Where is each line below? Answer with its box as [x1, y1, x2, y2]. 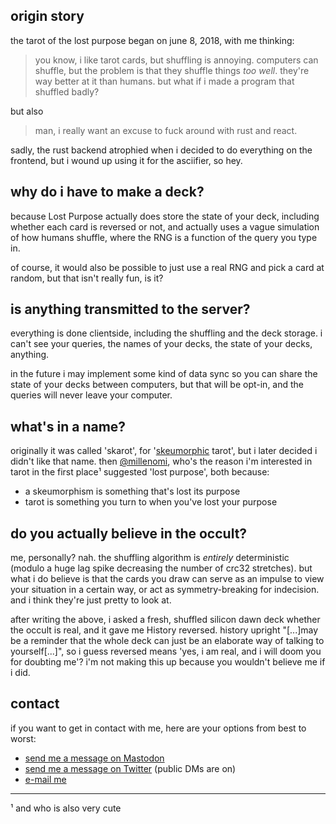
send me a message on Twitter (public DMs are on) [24, 762, 237, 774]
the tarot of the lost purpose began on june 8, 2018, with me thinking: [10, 34, 295, 46]
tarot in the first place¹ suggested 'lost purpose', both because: [10, 466, 270, 478]
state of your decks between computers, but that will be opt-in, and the [10, 379, 305, 391]
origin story [10, 8, 85, 25]
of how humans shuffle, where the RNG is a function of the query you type [10, 231, 318, 243]
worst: [10, 732, 37, 744]
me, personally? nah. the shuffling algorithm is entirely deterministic [10, 552, 290, 564]
